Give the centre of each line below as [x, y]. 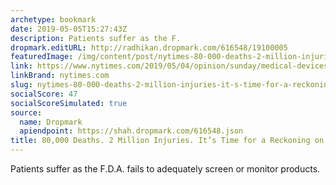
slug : [21, 85]
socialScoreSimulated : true [69, 103]
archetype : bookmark [53, 19]
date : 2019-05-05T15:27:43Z [69, 29]
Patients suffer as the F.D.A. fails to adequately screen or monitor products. [165, 169]
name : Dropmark [51, 122]
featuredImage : [42, 57]
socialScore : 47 [44, 94]
